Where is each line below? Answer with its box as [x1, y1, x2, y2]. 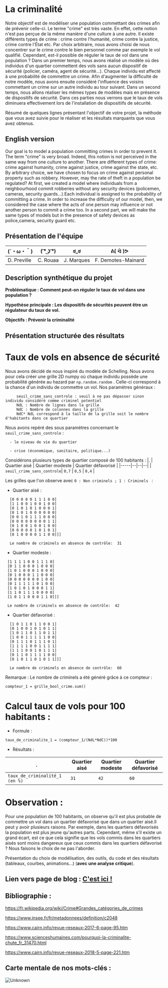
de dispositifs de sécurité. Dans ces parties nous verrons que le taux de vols [5, 94, 163, 101]
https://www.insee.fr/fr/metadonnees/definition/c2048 [5, 915, 118, 921]
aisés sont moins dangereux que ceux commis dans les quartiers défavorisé [5, 840, 162, 846]
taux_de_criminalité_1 [7, 773, 61, 778]
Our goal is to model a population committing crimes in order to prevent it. [5, 148, 157, 154]
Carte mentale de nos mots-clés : [5, 964, 111, 972]
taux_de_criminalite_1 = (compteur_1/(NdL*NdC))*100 [5, 737, 117, 742]
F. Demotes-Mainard [94, 257, 144, 264]
